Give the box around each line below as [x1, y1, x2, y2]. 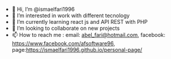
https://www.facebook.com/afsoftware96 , [11, 40, 115, 47]
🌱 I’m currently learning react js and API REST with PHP [11, 18, 148, 25]
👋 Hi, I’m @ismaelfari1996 [11, 6, 75, 13]
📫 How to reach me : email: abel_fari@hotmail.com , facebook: [11, 32, 166, 38]
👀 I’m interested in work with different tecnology [11, 12, 130, 19]
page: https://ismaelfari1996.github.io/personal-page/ [11, 46, 142, 53]
